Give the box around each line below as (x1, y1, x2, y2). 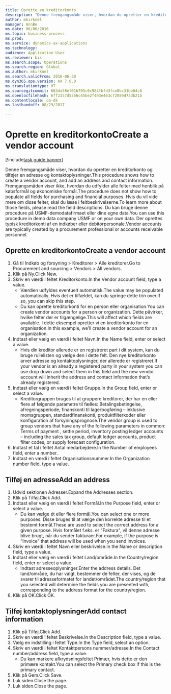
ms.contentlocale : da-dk (5, 98, 58, 103)
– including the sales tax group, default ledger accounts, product (20, 434, 156, 440)
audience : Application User (5, 50, 65, 55)
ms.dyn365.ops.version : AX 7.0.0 (5, 79, 76, 84)
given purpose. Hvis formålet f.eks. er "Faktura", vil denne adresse (20, 527, 160, 533)
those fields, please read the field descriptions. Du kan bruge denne (5, 205, 148, 211)
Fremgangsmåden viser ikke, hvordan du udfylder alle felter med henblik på (5, 183, 164, 189)
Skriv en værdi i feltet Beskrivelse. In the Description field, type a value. (12, 634, 161, 640)
